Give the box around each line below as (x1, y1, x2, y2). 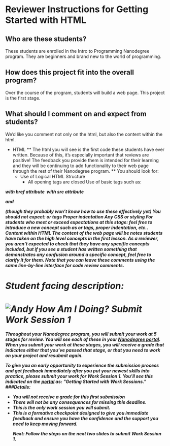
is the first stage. (5, 95, 41, 101)
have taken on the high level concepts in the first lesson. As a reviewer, (5, 235, 159, 241)
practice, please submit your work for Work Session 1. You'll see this (5, 373, 153, 379)
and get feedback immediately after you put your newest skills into (5, 367, 150, 374)
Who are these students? (5, 35, 87, 43)
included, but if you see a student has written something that (5, 246, 137, 252)
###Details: (5, 384, 31, 390)
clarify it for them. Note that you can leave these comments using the (5, 257, 155, 263)
